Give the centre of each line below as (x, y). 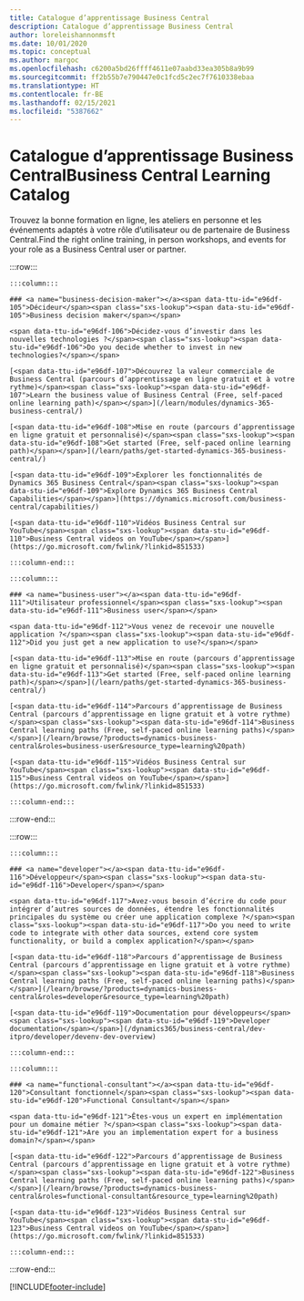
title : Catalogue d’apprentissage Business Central (109, 18)
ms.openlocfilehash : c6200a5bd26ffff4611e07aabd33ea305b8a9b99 (132, 69)
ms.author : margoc (44, 60)
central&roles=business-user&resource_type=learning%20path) (128, 747)
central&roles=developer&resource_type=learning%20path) (120, 997)
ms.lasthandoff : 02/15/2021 (63, 103)
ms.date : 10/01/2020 (49, 43)
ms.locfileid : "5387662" (56, 111)
